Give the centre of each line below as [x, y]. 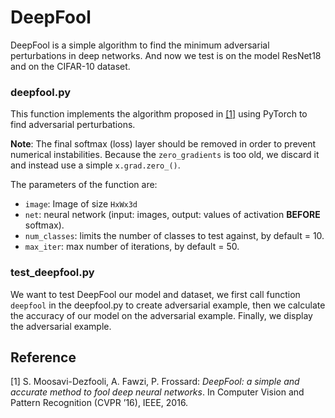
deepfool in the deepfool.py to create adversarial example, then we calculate [168, 305]
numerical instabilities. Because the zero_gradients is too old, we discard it [165, 155]
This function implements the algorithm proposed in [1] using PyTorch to [159, 114]
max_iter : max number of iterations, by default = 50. [132, 247]
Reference [43, 357]
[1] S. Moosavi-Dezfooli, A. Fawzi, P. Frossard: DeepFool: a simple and [155, 382]
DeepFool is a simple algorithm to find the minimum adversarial [140, 45]
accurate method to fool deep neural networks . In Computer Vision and [157, 392]
